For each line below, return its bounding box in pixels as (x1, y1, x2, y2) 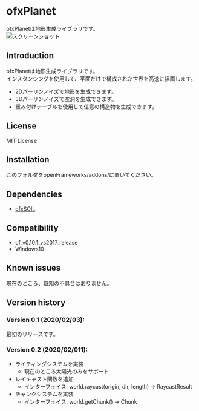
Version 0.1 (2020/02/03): (6, 316, 85, 324)
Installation (6, 154, 50, 165)
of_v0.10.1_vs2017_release (15, 239, 78, 246)
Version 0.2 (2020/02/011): (6, 346, 88, 354)
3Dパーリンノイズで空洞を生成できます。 (15, 95, 117, 102)
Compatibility (6, 223, 59, 233)
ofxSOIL (15, 205, 36, 212)
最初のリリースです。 (6, 330, 59, 337)
